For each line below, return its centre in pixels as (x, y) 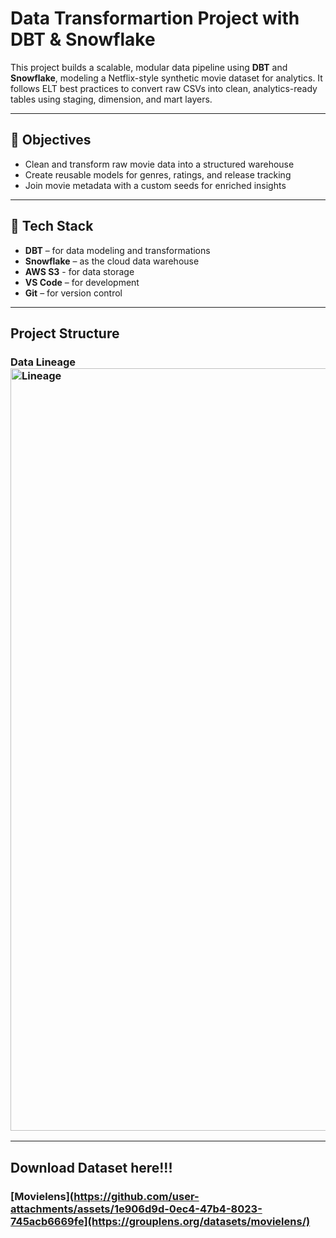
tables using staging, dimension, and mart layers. (111, 99)
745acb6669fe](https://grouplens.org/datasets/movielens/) (160, 1221)
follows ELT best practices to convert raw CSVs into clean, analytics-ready (164, 88)
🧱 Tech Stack (52, 226)
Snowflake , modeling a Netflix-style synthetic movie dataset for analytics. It (166, 78)
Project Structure (65, 333)
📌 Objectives (51, 140)
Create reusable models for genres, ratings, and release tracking (158, 174)
